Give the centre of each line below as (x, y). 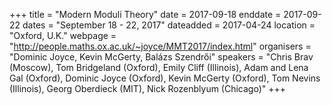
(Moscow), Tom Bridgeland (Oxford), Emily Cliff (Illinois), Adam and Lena (159, 67)
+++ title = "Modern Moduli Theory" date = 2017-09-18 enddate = (145, 14)
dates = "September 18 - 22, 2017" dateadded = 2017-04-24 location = (169, 25)
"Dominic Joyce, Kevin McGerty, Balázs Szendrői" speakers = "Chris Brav (161, 57)
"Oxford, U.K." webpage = (63, 35)
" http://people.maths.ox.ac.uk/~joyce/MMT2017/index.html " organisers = (160, 46)
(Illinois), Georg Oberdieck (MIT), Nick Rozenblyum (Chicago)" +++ (148, 88)
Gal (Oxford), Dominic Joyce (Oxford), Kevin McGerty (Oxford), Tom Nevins (165, 78)
